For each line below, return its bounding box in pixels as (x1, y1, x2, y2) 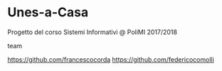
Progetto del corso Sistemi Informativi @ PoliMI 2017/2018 (7, 28, 178, 36)
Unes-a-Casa (7, 4, 89, 21)
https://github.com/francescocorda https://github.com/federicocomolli (7, 55, 215, 64)
